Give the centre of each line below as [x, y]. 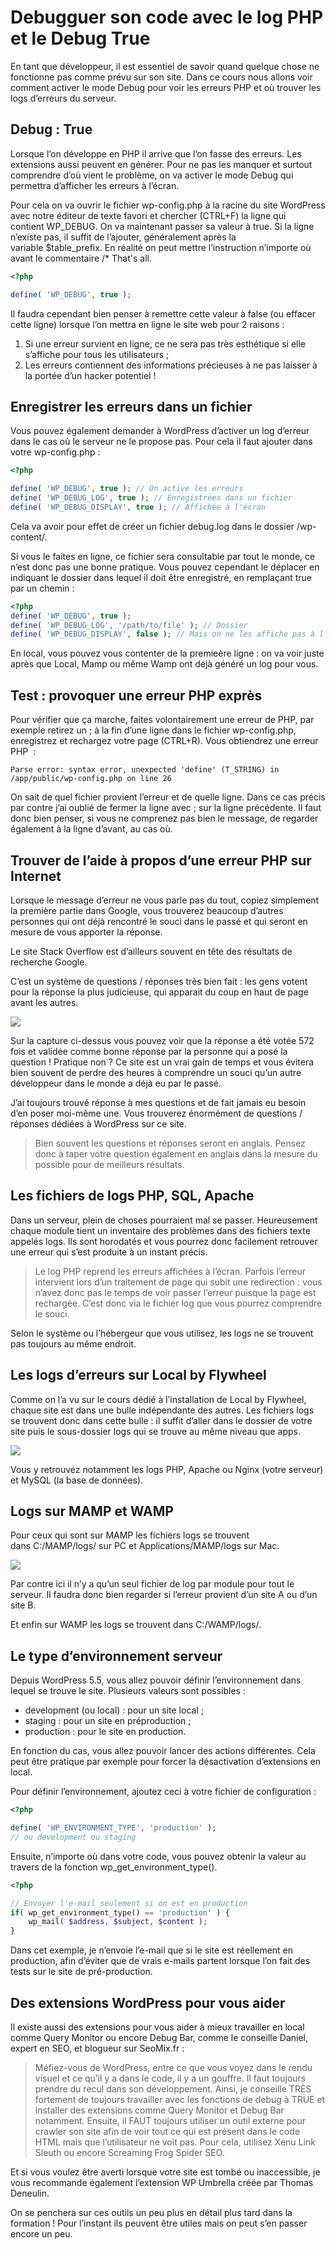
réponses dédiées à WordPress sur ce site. [98, 1123]
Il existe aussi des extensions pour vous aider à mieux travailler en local [157, 2027]
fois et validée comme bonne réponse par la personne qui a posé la [149, 1051]
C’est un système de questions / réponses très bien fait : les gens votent [159, 981]
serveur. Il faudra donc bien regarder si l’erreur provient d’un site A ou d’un [164, 1595]
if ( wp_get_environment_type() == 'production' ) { [120, 1912]
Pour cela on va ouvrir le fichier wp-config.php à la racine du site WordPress [168, 205]
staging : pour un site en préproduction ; [108, 1721]
